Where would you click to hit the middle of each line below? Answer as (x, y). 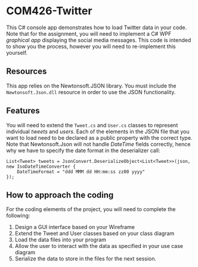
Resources (27, 72)
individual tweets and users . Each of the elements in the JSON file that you (98, 131)
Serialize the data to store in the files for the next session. (86, 259)
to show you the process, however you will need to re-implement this (91, 46)
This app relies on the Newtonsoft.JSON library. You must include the (92, 86)
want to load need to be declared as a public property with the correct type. (99, 137)
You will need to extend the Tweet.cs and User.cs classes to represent (92, 125)
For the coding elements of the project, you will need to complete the (91, 209)
